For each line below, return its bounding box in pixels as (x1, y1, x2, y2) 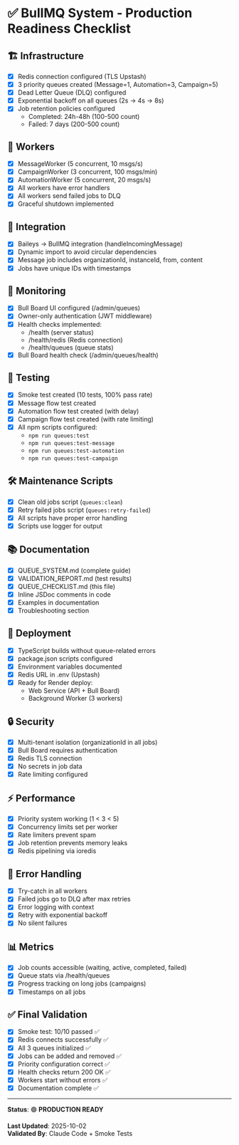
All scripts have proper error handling (17, 513, 128, 522)
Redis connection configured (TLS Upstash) (17, 73, 147, 80)
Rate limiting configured (17, 770, 88, 779)
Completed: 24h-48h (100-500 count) (28, 113, 140, 121)
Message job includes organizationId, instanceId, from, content (17, 256, 203, 264)
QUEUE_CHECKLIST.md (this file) (17, 582, 116, 590)
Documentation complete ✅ (17, 1084, 100, 1092)
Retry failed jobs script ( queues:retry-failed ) (17, 506, 152, 514)
